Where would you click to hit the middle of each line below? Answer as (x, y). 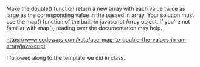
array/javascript (26, 46)
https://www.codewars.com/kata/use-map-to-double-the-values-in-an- (97, 40)
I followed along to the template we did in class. (66, 58)
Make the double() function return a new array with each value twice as (96, 9)
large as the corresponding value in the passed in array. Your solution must (100, 15)
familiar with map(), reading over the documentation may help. (84, 28)
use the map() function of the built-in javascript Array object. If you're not (98, 21)
